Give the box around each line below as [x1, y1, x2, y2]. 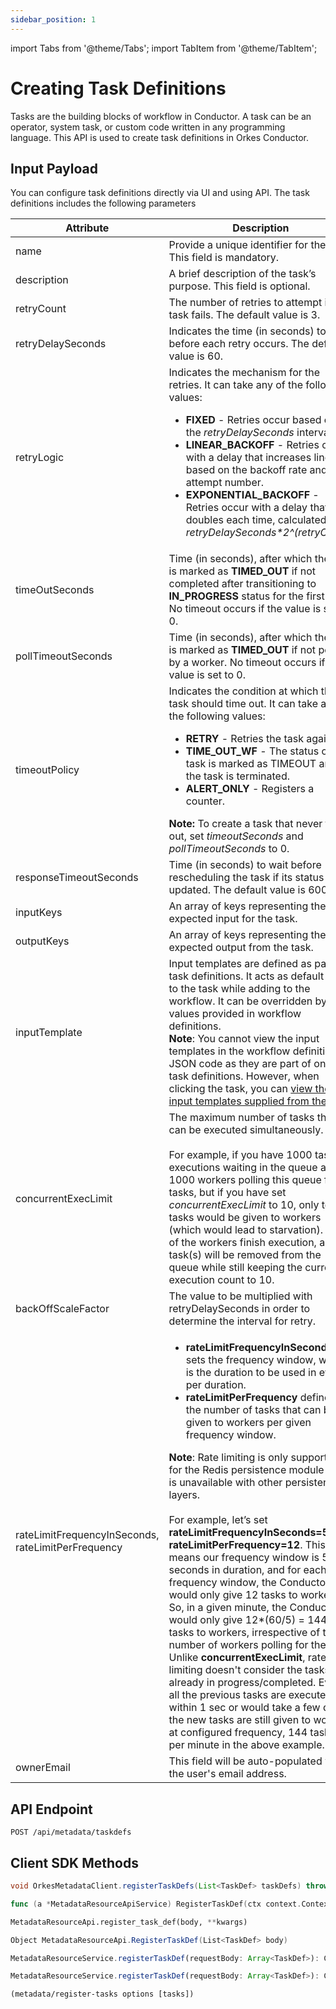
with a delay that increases [185, 451, 312, 465]
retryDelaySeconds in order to [168, 1302, 311, 1316]
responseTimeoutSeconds [15, 871, 139, 885]
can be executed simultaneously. [168, 1123, 324, 1137]
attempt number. [185, 476, 265, 490]
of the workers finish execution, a [168, 1236, 326, 1250]
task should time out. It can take [168, 697, 319, 711]
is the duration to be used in [185, 1366, 317, 1380]
